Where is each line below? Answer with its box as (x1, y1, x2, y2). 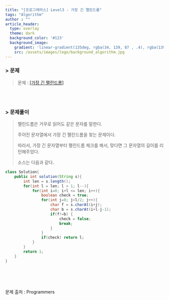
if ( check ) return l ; (41, 235, 84, 240)
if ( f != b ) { (50, 211, 73, 217)
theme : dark (10, 31, 35, 36)
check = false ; (59, 216, 92, 221)
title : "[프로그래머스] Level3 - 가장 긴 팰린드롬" (5, 7, 102, 13)
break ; (59, 221, 73, 226)
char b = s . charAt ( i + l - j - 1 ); (50, 207, 112, 212)
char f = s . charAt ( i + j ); (50, 202, 102, 207)
